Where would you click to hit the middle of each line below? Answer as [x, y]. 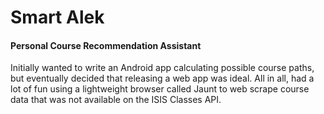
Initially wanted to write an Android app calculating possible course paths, [162, 68]
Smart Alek [57, 17]
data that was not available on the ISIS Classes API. [116, 100]
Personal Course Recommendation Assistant [106, 45]
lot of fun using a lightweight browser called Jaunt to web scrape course [160, 89]
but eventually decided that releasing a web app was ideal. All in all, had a [162, 78]
